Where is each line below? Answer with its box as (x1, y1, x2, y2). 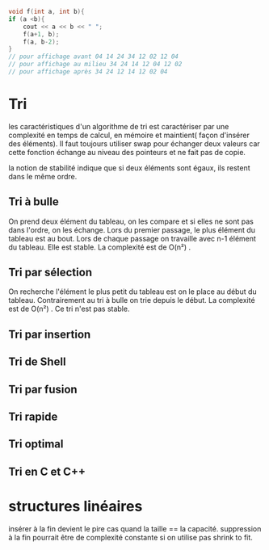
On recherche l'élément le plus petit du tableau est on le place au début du (8, 287, 257, 296)
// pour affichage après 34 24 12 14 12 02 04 (8, 68, 168, 76)
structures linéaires (8, 497, 143, 515)
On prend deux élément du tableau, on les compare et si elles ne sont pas (8, 216, 254, 226)
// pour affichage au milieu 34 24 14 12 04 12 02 (8, 61, 183, 69)
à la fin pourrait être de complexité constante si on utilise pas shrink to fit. (8, 532, 253, 542)
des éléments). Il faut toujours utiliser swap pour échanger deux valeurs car (8, 138, 260, 149)
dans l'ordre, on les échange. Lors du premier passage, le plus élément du (8, 225, 256, 234)
